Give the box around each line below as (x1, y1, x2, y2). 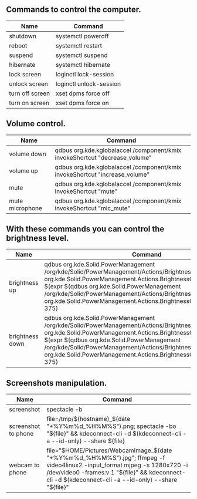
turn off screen (9, 89, 50, 97)
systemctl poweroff (55, 32, 109, 40)
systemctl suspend (55, 51, 108, 59)
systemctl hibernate (55, 60, 110, 69)
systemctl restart (55, 41, 103, 49)
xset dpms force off (55, 89, 110, 97)
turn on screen (9, 99, 50, 107)
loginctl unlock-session (55, 79, 121, 87)
